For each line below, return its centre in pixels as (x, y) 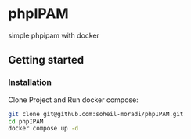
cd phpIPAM (26, 121)
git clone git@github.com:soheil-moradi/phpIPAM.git (96, 114)
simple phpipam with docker (54, 35)
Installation (30, 82)
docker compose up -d (43, 129)
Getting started (46, 60)
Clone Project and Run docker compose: (73, 100)
